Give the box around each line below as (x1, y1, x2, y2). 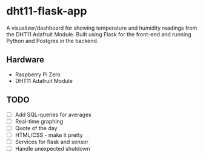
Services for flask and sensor (15, 138, 89, 145)
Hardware (6, 54, 44, 65)
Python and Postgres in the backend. (6, 37, 99, 44)
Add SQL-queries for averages (15, 111, 92, 118)
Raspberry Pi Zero (15, 71, 61, 78)
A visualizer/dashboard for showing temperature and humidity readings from (6, 24, 198, 31)
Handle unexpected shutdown (15, 145, 91, 152)
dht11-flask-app (6, 4, 87, 18)
